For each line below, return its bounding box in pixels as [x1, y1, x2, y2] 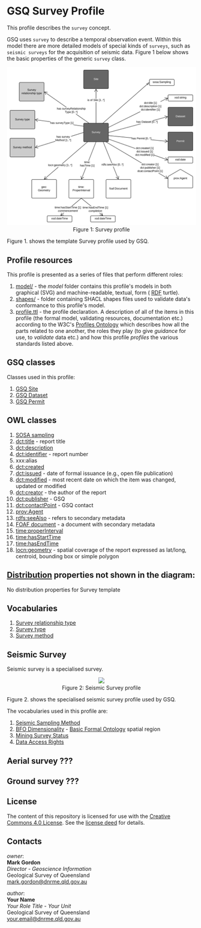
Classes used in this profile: [7, 373, 76, 380]
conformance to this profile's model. [15, 302, 106, 309]
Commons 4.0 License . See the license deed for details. [7, 819, 145, 826]
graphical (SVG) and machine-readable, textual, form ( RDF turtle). [15, 289, 179, 296]
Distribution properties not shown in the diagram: [7, 570, 196, 581]
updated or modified [15, 482, 67, 489]
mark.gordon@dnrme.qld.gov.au [7, 878, 88, 885]
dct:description [15, 444, 53, 451]
